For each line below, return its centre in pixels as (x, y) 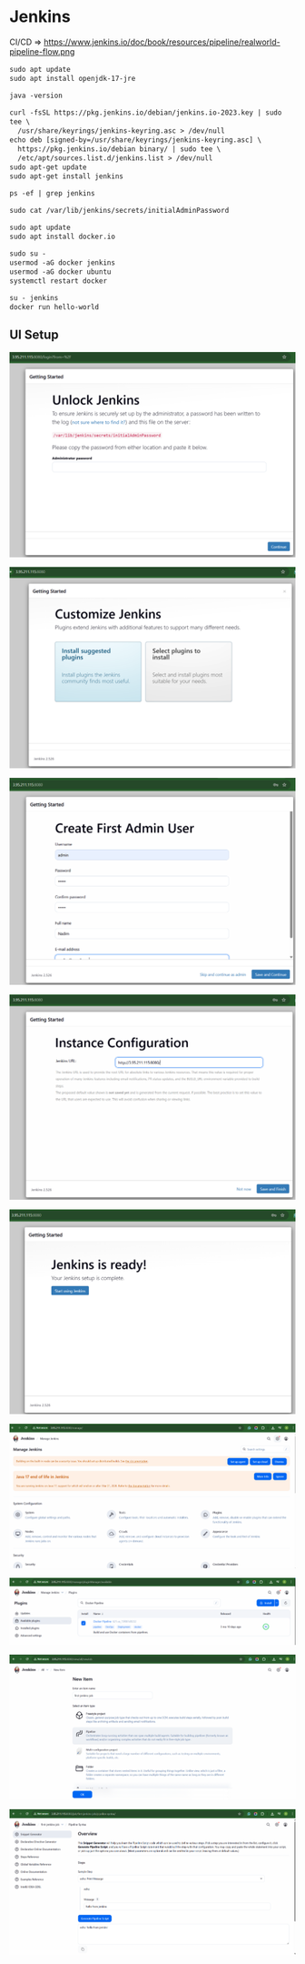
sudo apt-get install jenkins (67, 176)
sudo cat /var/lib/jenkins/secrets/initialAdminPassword (119, 210)
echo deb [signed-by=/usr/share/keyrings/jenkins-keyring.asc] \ (135, 140)
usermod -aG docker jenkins (63, 262)
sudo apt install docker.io (63, 237)
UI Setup (34, 335)
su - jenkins (34, 297)
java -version (36, 96)
